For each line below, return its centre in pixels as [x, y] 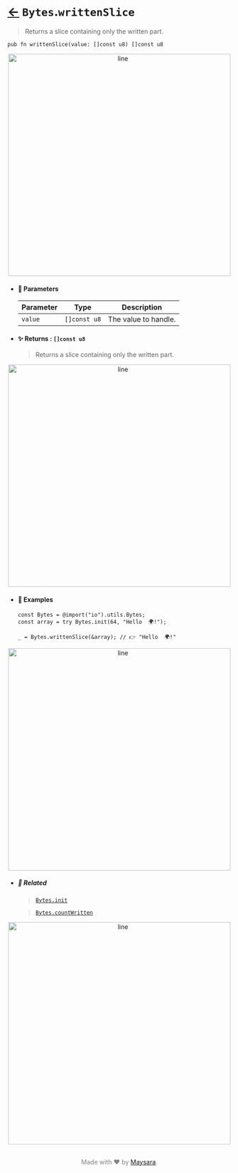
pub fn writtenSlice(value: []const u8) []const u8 [85, 44]
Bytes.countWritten [64, 913]
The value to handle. [142, 319]
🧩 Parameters [38, 289]
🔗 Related [32, 883]
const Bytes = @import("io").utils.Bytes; [81, 615]
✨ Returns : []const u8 [52, 339]
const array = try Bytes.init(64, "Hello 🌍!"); [92, 622]
